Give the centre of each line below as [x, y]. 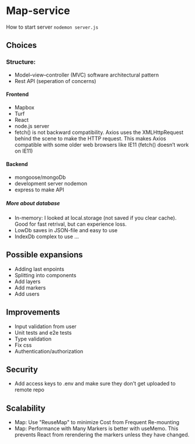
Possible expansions [45, 255]
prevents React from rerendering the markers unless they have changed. [102, 435]
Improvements [33, 312]
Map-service [38, 11]
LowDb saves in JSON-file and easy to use [66, 230]
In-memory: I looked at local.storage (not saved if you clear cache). [95, 218]
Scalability [26, 408]
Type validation [33, 339]
